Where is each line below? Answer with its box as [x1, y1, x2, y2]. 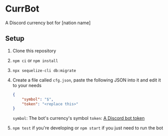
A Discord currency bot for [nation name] [5, 20, 91, 26]
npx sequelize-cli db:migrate [12, 68, 77, 73]
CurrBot [5, 3, 39, 15]
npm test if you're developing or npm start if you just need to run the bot [12, 125, 163, 131]
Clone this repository [12, 47, 57, 53]
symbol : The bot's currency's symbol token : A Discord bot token [12, 115, 145, 121]
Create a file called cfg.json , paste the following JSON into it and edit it [12, 77, 161, 83]
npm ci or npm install [12, 57, 59, 63]
